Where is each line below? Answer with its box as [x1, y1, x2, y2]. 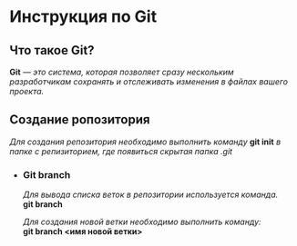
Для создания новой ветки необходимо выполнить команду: [22, 216, 261, 228]
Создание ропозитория [9, 112, 150, 128]
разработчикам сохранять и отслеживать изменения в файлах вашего [9, 76, 289, 87]
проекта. [9, 86, 45, 96]
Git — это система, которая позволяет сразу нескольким [9, 66, 234, 77]
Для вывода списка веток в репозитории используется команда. [22, 189, 279, 201]
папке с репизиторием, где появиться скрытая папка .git [9, 145, 233, 156]
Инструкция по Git [9, 6, 158, 27]
